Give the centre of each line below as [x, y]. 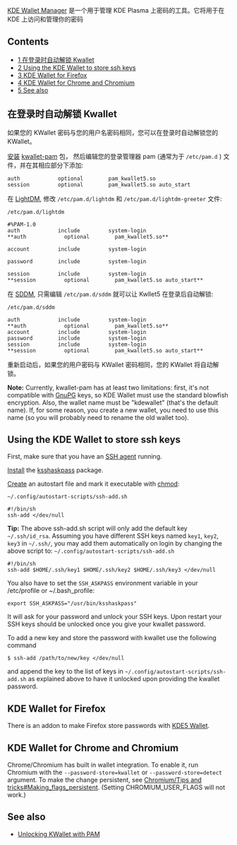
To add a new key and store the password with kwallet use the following [112, 638]
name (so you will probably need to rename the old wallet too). [98, 417]
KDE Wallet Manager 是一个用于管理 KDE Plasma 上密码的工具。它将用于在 [116, 10]
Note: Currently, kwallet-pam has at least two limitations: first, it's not [108, 388]
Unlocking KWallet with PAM [59, 834]
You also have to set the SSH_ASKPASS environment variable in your [103, 583]
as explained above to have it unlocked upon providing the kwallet [124, 679]
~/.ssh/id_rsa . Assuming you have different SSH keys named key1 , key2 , [113, 536]
